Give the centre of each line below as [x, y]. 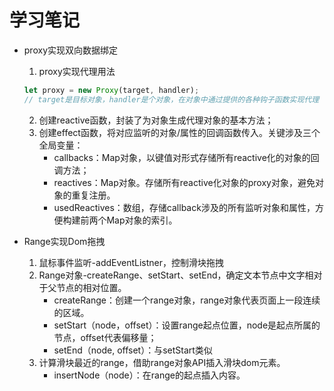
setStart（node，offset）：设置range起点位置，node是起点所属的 [187, 325]
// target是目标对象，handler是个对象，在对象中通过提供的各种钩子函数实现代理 [171, 99]
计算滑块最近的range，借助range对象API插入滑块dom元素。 [162, 362]
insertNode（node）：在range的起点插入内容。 [149, 375]
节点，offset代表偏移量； [105, 337]
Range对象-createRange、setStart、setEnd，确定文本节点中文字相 [176, 275]
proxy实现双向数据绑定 [70, 50]
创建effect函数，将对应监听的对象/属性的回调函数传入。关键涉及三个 [179, 132]
